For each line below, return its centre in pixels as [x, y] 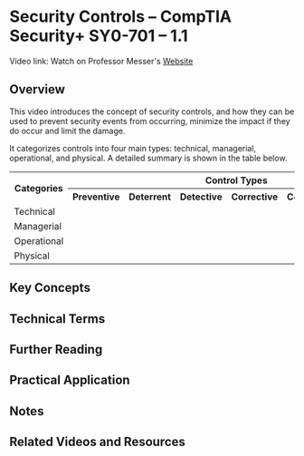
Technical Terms [57, 319]
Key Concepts [50, 288]
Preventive [96, 197]
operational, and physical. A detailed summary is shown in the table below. [148, 158]
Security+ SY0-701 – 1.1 [99, 36]
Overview [38, 89]
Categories [38, 189]
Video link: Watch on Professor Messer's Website [101, 61]
